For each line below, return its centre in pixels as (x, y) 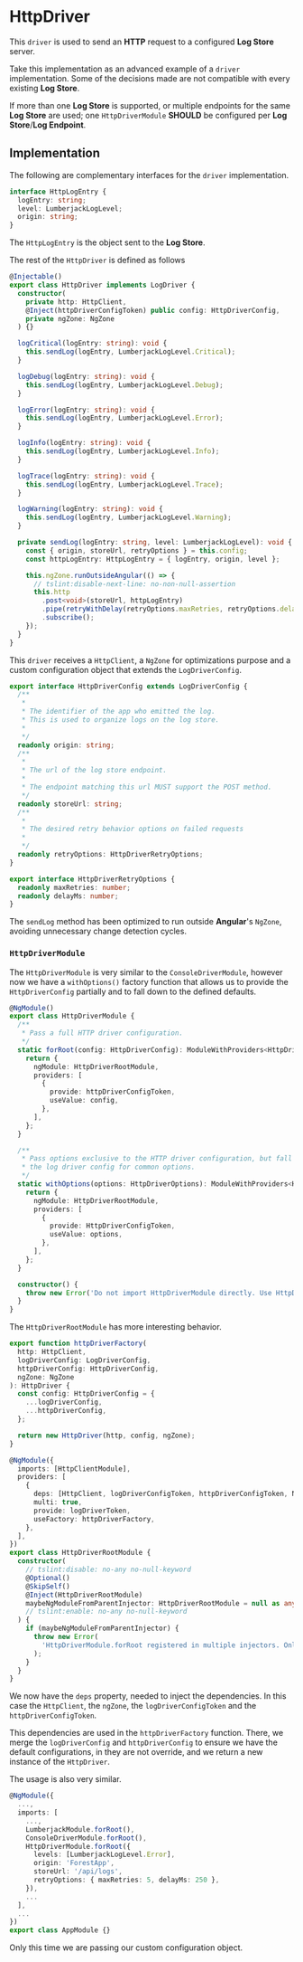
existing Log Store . (45, 88)
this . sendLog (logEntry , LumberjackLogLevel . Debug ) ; (124, 385)
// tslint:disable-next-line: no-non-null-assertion (134, 584)
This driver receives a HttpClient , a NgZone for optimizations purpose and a (150, 660)
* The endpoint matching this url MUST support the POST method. (147, 787)
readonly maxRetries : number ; (74, 887)
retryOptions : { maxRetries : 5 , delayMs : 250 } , (126, 1880)
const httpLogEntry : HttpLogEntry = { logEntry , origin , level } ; (153, 559)
